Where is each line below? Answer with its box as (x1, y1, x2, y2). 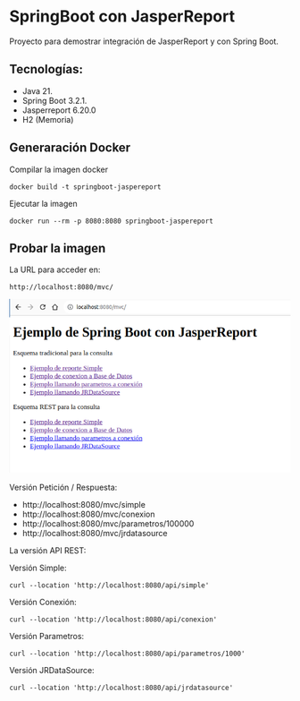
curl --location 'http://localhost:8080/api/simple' (9, 580, 210, 590)
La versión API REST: (9, 544, 87, 556)
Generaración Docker (9, 141, 131, 156)
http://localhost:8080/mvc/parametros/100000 (21, 517, 195, 529)
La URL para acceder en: (9, 264, 101, 275)
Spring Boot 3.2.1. (21, 95, 87, 106)
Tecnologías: (9, 62, 83, 77)
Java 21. (21, 85, 54, 96)
